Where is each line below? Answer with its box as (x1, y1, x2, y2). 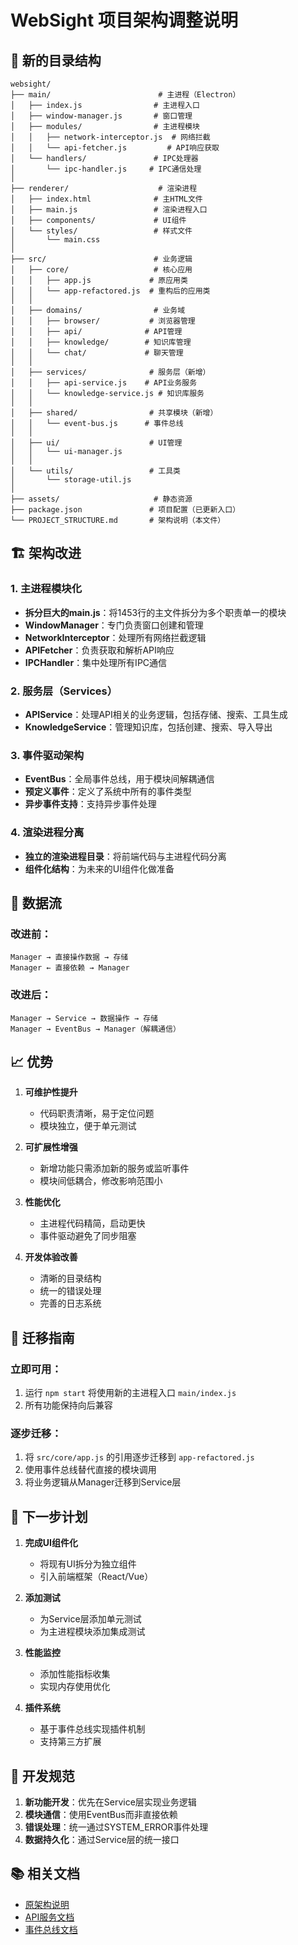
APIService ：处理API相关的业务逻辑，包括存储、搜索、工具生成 (24, 708, 288, 720)
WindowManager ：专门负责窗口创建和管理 (24, 619, 204, 631)
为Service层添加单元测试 (39, 1613, 142, 1625)
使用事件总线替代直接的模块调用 (24, 1464, 157, 1476)
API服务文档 (24, 1911, 75, 1923)
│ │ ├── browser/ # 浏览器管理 (10, 316, 196, 326)
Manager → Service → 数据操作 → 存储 (10, 1013, 158, 1023)
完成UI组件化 (24, 1537, 78, 1549)
